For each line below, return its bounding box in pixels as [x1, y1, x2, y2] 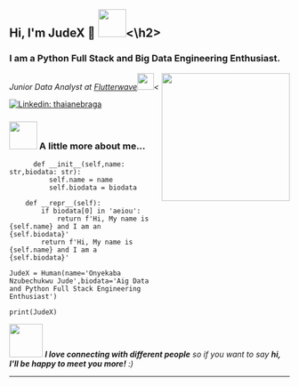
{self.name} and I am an [9, 221, 101, 231]
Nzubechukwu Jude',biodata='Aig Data [9, 277, 149, 285]
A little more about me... [38, 140, 146, 152]
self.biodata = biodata [48, 183, 138, 192]
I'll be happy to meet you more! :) [9, 358, 133, 369]
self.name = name [48, 175, 114, 184]
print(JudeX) [9, 308, 58, 317]
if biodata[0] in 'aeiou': [41, 206, 141, 215]
